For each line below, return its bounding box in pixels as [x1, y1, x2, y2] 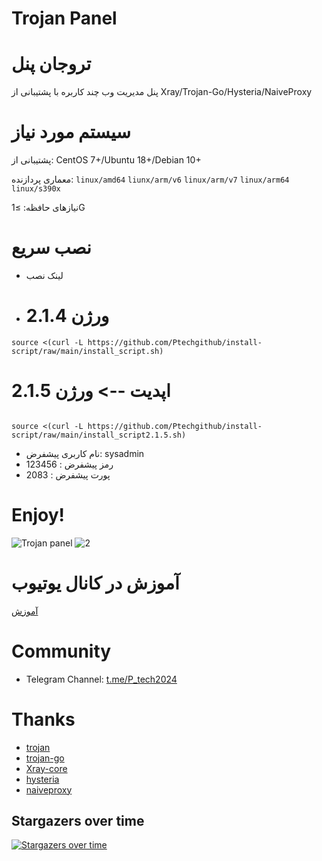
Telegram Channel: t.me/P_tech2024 [25, 673, 178, 685]
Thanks [11, 708, 76, 731]
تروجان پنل [11, 53, 92, 76]
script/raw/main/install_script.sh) [11, 346, 164, 356]
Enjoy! [11, 504, 66, 527]
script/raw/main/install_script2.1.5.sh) [11, 430, 187, 440]
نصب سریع [11, 237, 92, 259]
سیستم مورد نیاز [11, 121, 131, 144]
